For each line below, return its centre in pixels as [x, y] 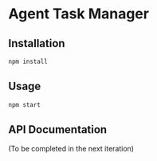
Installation [37, 43]
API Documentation [58, 130]
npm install [28, 61]
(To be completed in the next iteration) [71, 149]
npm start [25, 104]
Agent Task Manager [79, 14]
